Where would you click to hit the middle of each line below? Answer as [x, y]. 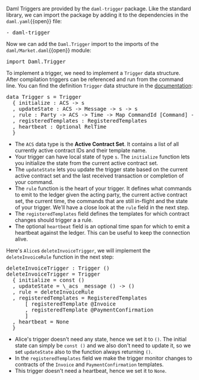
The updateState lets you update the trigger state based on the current [101, 169]
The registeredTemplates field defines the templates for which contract [102, 214]
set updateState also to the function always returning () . [83, 352]
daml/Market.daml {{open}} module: [49, 50]
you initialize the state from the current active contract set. [86, 163]
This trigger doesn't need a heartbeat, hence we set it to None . [91, 371]
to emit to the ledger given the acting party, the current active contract [101, 195]
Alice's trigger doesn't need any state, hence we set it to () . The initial [101, 339]
